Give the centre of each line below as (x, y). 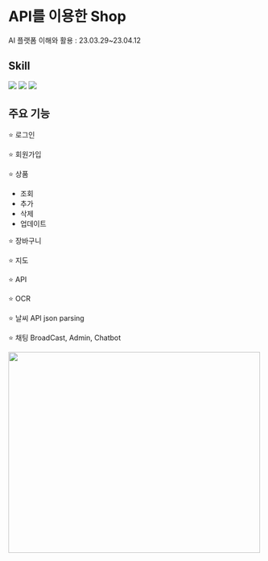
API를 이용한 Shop (67, 16)
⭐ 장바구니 (25, 240)
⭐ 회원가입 (25, 154)
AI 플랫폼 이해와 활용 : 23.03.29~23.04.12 (74, 40)
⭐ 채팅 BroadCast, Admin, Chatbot (65, 338)
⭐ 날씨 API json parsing (46, 317)
